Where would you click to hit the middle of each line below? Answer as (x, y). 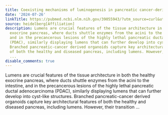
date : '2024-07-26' (25, 14)
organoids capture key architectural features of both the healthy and (75, 102)
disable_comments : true (30, 61)
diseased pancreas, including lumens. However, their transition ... (72, 107)
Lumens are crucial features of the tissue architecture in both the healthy (80, 75)
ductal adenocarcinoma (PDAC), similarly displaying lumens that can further (83, 91)
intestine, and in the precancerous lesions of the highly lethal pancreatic (79, 86)
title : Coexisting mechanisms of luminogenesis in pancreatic (71, 10)
